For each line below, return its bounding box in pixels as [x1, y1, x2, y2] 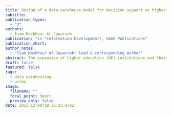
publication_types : [5, 17, 47, 22]
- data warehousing [10, 74, 52, 80]
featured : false [5, 65, 40, 70]
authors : [5, 27, 24, 32]
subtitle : [5, 12, 27, 17]
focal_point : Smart [10, 93, 52, 99]
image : [5, 84, 19, 89]
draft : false [5, 60, 33, 65]
